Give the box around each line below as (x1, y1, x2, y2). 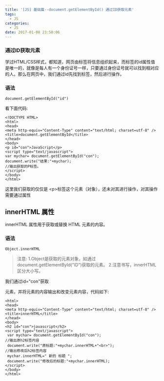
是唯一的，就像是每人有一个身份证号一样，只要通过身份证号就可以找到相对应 (5, 65, 159, 71)
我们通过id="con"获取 (5, 278, 49, 284)
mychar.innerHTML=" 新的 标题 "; (7, 353, 72, 359)
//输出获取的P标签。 (5, 164, 41, 169)
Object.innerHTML (5, 247, 41, 251)
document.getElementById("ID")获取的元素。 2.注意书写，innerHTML (17, 262, 157, 268)
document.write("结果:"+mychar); (5, 158, 72, 164)
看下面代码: (5, 105, 28, 111)
